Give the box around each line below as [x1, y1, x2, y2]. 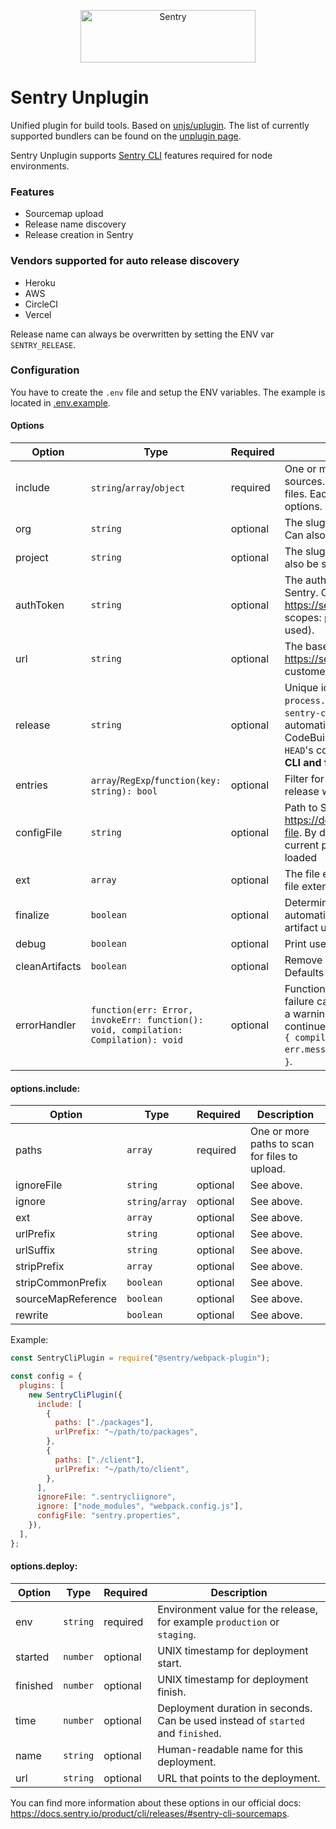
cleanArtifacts [15, 960, 82, 974]
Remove [284, 953, 323, 967]
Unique [284, 681, 319, 695]
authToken [15, 598, 65, 612]
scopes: [284, 611, 322, 625]
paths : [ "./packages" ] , [54, 1418, 155, 1428]
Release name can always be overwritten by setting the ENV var [10, 328, 275, 340]
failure [284, 995, 315, 1009]
